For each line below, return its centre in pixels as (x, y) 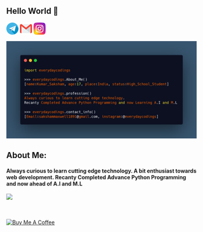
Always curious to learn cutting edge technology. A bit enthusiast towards (101, 171)
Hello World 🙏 (32, 11)
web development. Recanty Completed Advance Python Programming (96, 177)
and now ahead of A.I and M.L (44, 184)
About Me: (27, 155)
